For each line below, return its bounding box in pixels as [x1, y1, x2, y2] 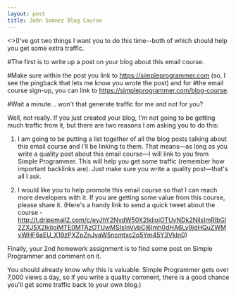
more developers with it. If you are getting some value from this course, [17, 193, 225, 202]
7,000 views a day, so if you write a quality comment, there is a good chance [7, 273, 230, 281]
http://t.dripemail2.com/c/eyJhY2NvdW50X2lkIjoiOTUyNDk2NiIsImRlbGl [17, 216, 227, 224]
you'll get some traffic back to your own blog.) [7, 280, 142, 289]
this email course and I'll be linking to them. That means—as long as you [17, 142, 228, 150]
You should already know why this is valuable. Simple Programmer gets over [7, 265, 229, 273]
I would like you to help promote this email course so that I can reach [17, 185, 218, 194]
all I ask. [17, 172, 42, 180]
